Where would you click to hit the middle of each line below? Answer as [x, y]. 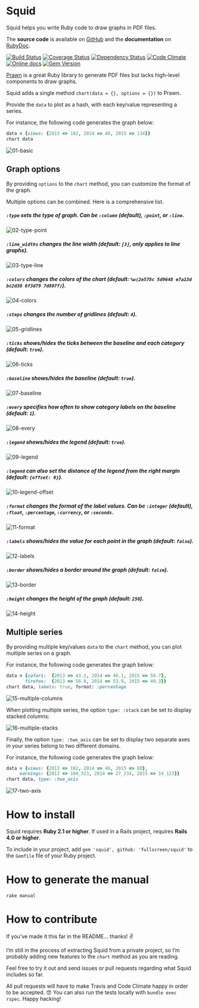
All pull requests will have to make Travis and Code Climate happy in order [97, 986]
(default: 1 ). [21, 413]
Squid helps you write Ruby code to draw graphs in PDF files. [81, 28]
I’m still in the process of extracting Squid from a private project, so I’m [93, 950]
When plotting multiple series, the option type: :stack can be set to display [99, 710]
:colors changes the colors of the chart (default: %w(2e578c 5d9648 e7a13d [99, 279]
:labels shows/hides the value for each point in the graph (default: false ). [100, 541]
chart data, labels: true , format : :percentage [66, 687]
